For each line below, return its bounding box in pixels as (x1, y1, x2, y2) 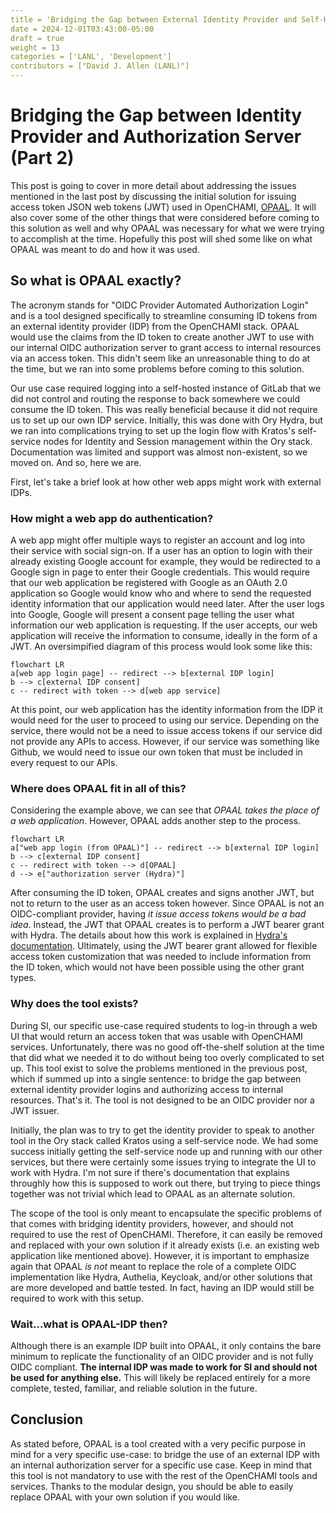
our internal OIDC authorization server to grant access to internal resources (10, 341, 322, 353)
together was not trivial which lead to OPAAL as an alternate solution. (10, 1187, 296, 1200)
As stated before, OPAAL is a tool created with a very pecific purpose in (10, 1437, 307, 1450)
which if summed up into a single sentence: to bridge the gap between (10, 1072, 302, 1085)
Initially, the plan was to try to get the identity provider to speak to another (10, 1124, 315, 1136)
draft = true (10, 33, 65, 43)
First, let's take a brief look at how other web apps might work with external (10, 476, 322, 488)
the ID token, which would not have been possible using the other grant (10, 961, 305, 973)
